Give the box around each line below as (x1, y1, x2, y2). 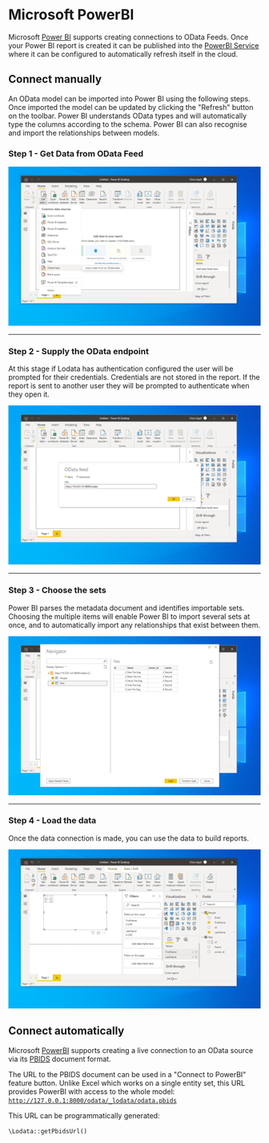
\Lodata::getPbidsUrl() (8, 1127, 88, 1135)
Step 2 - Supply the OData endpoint (8, 345, 150, 356)
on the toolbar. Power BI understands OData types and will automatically (8, 111, 247, 120)
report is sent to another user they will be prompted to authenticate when (8, 381, 250, 391)
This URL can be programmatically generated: (8, 1110, 160, 1121)
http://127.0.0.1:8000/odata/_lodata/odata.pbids (8, 1096, 178, 1104)
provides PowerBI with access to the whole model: (8, 1086, 175, 1096)
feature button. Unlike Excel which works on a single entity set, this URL (8, 1078, 246, 1088)
